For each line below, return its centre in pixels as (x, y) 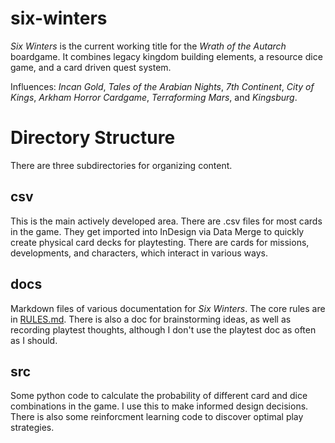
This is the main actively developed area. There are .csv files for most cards (166, 221)
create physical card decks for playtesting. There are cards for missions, (160, 242)
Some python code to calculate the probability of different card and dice (159, 396)
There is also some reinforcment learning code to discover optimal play (157, 417)
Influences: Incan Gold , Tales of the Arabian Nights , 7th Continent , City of (162, 86)
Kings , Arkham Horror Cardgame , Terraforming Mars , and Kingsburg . (154, 97)
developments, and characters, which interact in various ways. (139, 253)
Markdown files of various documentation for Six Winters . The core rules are (168, 308)
